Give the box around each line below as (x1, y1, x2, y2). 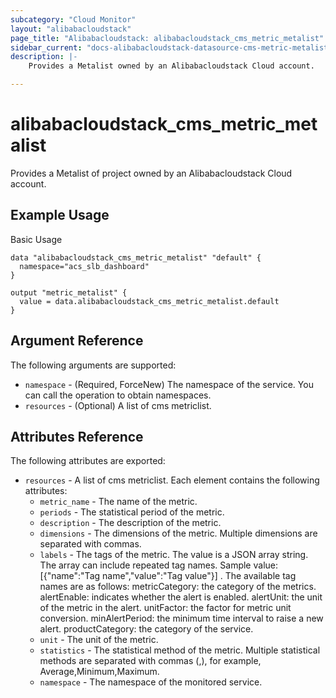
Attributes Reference (10, 428, 144, 445)
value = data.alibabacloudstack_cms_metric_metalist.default (19, 296, 280, 306)
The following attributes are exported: (10, 455, 166, 467)
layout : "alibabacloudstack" (10, 24, 132, 34)
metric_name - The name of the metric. (39, 496, 198, 508)
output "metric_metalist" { (10, 287, 128, 298)
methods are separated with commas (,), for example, (39, 655, 262, 667)
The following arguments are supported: (10, 359, 177, 371)
